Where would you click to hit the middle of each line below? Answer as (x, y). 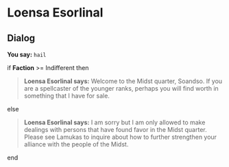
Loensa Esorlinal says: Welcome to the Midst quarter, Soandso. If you (123, 81)
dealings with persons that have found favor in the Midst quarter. (115, 130)
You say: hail (27, 54)
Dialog (21, 38)
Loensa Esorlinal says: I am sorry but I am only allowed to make (114, 122)
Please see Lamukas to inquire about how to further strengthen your (120, 137)
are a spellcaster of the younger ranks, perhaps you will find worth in (121, 88)
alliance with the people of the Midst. (76, 144)
